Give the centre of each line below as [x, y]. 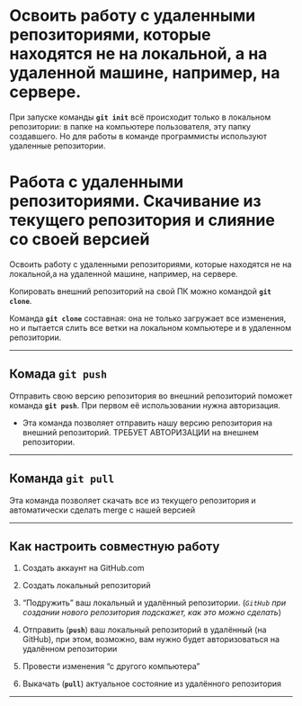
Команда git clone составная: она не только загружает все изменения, [148, 318]
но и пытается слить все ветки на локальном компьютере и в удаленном [151, 327]
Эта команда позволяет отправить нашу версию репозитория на [147, 423]
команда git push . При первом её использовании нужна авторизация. [145, 405]
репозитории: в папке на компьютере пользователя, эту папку [130, 126]
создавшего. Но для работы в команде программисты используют [138, 136]
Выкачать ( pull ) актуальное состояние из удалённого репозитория [151, 684]
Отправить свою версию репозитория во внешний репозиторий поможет [151, 396]
